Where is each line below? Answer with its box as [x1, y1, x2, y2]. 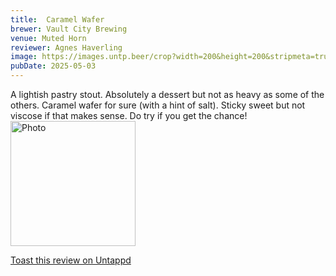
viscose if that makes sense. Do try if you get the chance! [10, 110, 248, 121]
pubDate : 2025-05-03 [10, 61, 97, 71]
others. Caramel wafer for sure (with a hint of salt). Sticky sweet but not [10, 99, 306, 111]
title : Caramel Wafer [10, 14, 105, 25]
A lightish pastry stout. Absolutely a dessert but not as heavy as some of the [10, 89, 325, 100]
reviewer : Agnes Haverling [10, 42, 123, 53]
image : [10, 52, 38, 62]
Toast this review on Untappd [10, 254, 132, 266]
